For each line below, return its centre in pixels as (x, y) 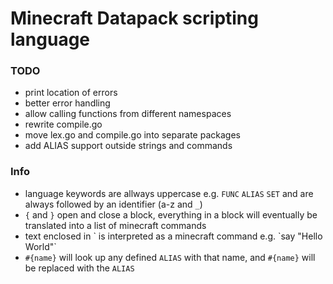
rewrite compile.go (63, 124)
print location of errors (71, 93)
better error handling (67, 103)
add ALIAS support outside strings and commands (128, 146)
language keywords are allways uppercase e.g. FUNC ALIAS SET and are (169, 193)
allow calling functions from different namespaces (128, 114)
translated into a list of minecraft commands (115, 225)
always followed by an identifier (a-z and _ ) (113, 204)
